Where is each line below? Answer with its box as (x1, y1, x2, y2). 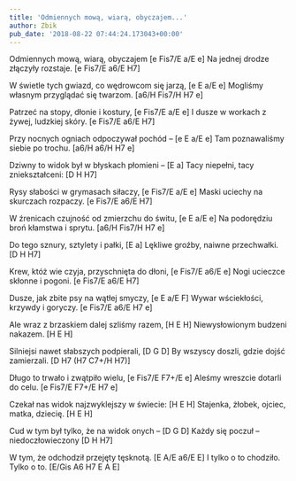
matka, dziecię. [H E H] (9, 408, 93, 419)
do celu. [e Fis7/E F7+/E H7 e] (9, 382, 118, 392)
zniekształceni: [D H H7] (9, 169, 97, 180)
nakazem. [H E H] (9, 329, 73, 339)
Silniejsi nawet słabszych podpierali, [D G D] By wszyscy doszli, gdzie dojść (9, 346, 285, 357)
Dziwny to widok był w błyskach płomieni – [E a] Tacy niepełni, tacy (9, 160, 254, 171)
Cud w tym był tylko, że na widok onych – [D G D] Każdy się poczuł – (9, 426, 261, 437)
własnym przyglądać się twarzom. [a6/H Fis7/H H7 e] (9, 89, 203, 100)
